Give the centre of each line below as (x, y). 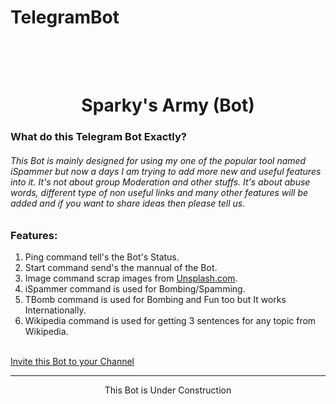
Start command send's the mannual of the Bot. (121, 267)
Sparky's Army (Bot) (168, 105)
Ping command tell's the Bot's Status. (102, 257)
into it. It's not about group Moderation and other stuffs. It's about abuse (160, 182)
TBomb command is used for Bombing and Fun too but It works (155, 299)
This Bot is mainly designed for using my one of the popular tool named (158, 160)
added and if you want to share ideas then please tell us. (128, 203)
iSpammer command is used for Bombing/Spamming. (135, 288)
